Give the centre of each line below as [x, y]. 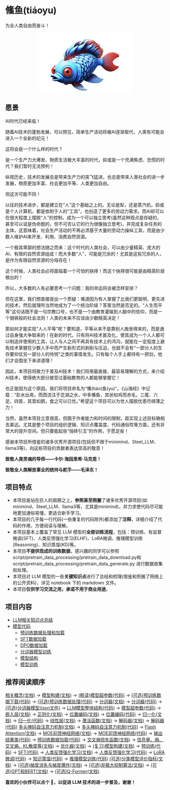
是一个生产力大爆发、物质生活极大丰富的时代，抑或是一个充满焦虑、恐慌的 [83, 160]
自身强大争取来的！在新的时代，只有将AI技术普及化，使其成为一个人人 [82, 335]
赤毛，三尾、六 [142, 395]
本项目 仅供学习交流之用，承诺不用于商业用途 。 [61, 589]
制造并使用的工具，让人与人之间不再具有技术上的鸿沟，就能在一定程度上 [85, 341]
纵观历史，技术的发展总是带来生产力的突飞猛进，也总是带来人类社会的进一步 [85, 177]
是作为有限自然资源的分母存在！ [38, 260]
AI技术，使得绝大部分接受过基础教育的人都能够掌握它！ [63, 377]
